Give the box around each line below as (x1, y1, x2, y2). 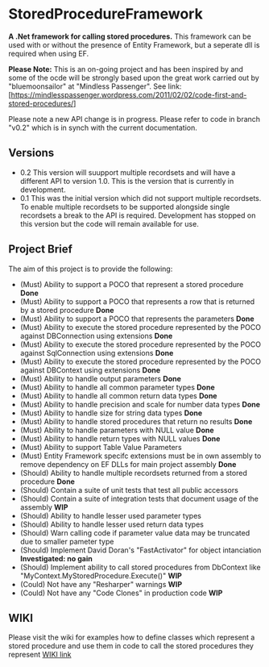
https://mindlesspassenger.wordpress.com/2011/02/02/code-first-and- (10, 90, 247, 99)
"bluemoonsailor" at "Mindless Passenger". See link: (8, 81, 182, 91)
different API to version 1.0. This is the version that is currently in (19, 176, 234, 186)
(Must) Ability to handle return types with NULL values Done (19, 433, 221, 444)
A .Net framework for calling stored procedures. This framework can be (8, 31, 251, 41)
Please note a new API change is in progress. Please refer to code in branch (8, 114, 260, 123)
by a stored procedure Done (19, 305, 114, 315)
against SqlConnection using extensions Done (19, 348, 174, 357)
